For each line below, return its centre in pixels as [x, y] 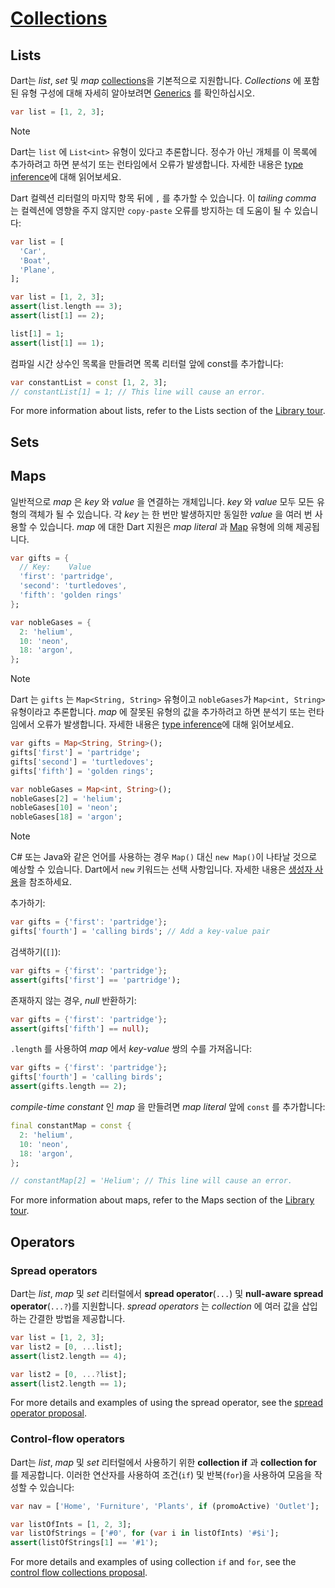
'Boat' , [35, 260]
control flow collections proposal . [79, 1573]
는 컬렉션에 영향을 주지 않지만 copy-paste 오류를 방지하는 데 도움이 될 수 [151, 210]
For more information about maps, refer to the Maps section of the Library [162, 1200]
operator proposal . [48, 1413]
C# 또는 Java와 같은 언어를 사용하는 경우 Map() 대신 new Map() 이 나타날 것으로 [164, 857]
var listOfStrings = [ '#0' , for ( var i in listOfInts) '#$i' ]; [145, 1533]
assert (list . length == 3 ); [66, 307]
